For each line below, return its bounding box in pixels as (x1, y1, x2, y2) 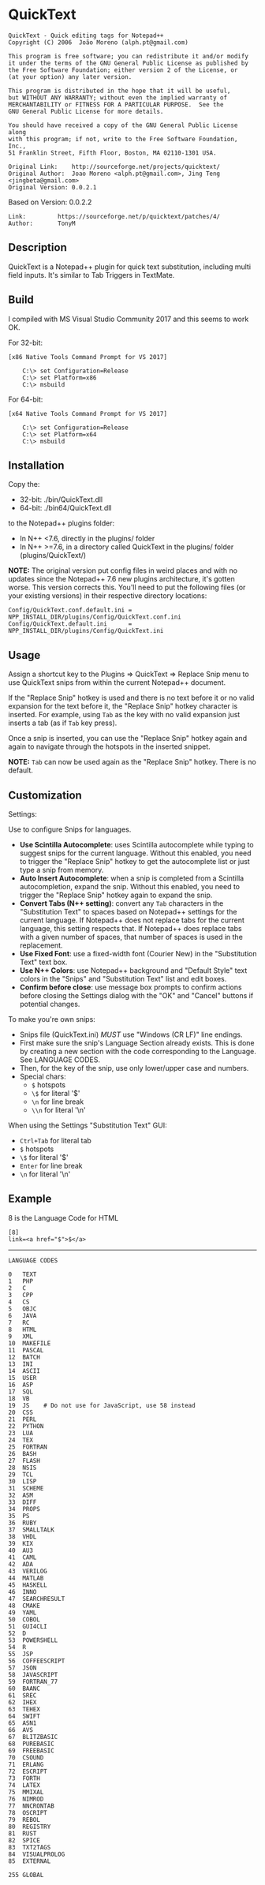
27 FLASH (8, 1457, 41, 1464)
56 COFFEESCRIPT (8, 1657, 65, 1665)
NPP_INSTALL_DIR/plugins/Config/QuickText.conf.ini (8, 613, 181, 621)
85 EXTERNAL (8, 1857, 51, 1865)
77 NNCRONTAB (8, 1801, 55, 1810)
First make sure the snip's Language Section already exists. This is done (19, 1038, 255, 1047)
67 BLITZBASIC (8, 1733, 58, 1741)
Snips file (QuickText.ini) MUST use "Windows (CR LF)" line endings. (19, 1030, 243, 1039)
